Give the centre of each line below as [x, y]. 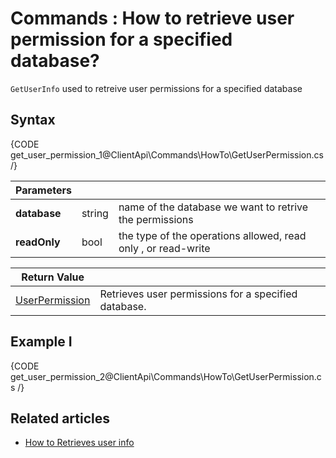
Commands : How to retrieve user [152, 18]
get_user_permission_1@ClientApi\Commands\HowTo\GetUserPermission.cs [167, 154]
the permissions [156, 219]
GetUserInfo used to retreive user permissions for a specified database [156, 88]
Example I [41, 342]
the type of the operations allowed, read [212, 235]
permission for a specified [121, 39]
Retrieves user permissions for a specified [198, 294]
